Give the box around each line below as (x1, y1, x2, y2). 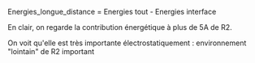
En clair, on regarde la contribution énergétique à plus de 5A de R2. (7, 23, 232, 31)
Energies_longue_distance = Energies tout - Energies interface (7, 7, 217, 16)
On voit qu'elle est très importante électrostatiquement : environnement (7, 38, 247, 48)
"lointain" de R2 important (7, 47, 95, 56)
